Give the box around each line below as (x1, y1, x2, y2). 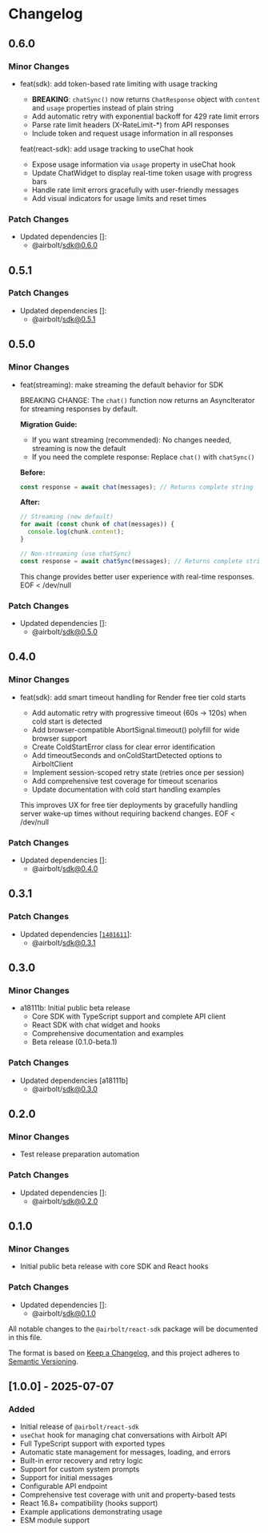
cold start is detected (31, 716, 102, 726)
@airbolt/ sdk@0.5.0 (31, 627, 98, 636)
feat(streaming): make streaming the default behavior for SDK (19, 380, 224, 389)
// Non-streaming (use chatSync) (19, 550, 132, 558)
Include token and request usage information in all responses (31, 128, 234, 138)
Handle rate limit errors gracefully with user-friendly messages (31, 185, 239, 195)
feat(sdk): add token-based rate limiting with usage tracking (19, 79, 218, 88)
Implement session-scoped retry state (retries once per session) (31, 767, 245, 777)
